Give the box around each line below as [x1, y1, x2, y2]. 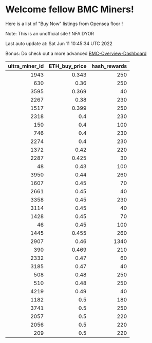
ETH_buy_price [48, 63, 87, 70]
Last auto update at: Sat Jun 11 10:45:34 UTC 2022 [5, 40, 113, 47]
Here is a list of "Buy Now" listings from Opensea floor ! [5, 21, 123, 27]
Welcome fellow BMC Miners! [5, 4, 135, 15]
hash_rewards [91, 63, 127, 70]
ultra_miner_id [8, 63, 44, 70]
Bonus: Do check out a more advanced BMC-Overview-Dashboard [5, 50, 147, 56]
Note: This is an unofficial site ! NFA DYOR [5, 30, 94, 36]
